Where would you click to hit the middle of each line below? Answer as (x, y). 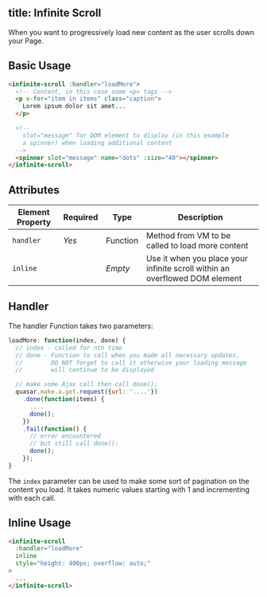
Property (34, 222)
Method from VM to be (188, 236)
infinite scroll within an (188, 268)
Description (201, 217)
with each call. (32, 497)
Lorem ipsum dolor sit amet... (74, 107)
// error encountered (65, 436)
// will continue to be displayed (85, 370)
